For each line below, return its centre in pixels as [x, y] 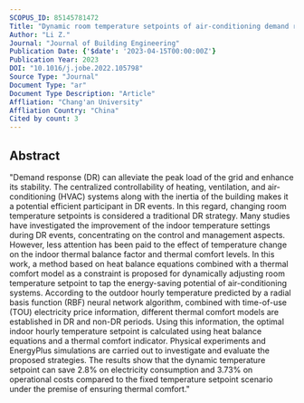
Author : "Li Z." [40, 34]
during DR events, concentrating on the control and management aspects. [147, 235]
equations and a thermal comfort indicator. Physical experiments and [138, 341]
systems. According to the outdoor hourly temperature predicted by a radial [150, 293]
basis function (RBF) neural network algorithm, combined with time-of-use [148, 302]
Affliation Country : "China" [64, 110]
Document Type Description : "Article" [82, 93]
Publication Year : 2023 [54, 60]
